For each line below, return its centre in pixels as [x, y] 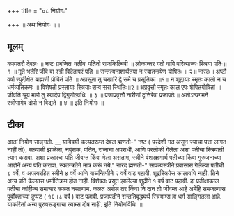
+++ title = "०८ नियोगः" [37, 11]
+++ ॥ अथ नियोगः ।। [34, 25]
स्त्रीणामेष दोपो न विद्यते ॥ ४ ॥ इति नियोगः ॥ [56, 102]
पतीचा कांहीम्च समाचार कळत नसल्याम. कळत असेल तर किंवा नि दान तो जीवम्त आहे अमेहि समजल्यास [117, 188]
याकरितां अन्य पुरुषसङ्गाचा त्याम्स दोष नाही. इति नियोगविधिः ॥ [75, 204]
